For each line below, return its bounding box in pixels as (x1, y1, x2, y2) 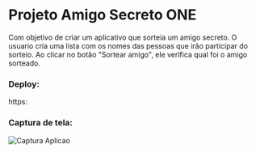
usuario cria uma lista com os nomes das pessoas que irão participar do (8, 40, 249, 50)
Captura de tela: (8, 117, 73, 129)
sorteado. (8, 58, 40, 68)
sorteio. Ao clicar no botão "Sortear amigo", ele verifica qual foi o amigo (8, 49, 248, 59)
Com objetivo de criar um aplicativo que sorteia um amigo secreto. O (8, 32, 237, 42)
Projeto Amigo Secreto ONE (8, 6, 197, 24)
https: (8, 97, 28, 107)
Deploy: (8, 79, 40, 90)
